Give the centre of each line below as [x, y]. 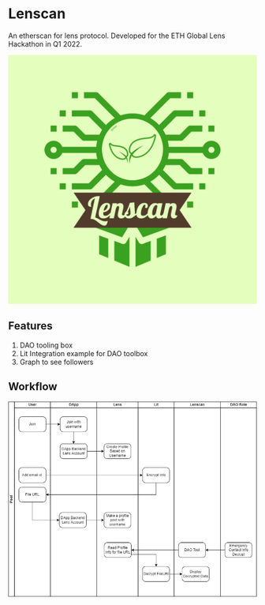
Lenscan [37, 14]
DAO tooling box [46, 345]
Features [30, 326]
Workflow [33, 387]
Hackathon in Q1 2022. [45, 43]
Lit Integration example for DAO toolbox [84, 353]
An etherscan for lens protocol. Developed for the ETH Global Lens [117, 36]
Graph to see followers [56, 362]
